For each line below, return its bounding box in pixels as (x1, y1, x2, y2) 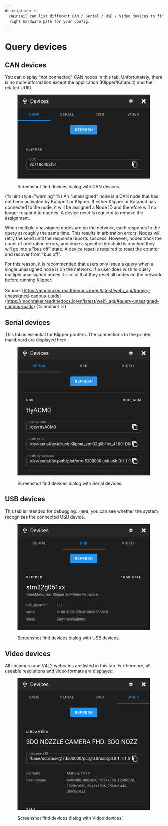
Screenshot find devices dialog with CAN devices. (17, 183, 121, 189)
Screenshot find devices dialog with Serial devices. (17, 480, 123, 487)
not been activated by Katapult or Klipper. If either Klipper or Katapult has (5, 198, 156, 204)
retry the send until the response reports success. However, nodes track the (5, 235, 162, 241)
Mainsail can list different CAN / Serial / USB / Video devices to (9, 13, 155, 19)
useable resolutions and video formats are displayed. (5, 668, 114, 674)
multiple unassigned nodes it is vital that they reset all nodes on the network (5, 271, 162, 277)
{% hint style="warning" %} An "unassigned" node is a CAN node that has (5, 193, 159, 199)
